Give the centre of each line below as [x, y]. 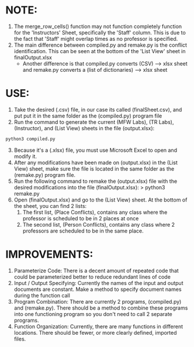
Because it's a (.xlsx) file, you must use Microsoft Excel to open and [96, 150]
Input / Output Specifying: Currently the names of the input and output [98, 283]
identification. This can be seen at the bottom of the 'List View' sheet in [100, 51]
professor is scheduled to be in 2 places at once [81, 218]
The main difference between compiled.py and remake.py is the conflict [101, 45]
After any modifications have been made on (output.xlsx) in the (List [96, 162]
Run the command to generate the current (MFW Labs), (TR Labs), [94, 122]
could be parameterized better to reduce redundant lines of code [92, 277]
